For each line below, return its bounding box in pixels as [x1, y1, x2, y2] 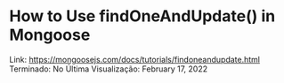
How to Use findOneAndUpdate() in [9, 6, 276, 26]
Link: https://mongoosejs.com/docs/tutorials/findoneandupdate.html [9, 54, 261, 64]
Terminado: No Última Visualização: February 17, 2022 [9, 64, 207, 74]
